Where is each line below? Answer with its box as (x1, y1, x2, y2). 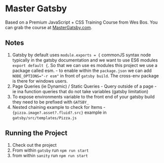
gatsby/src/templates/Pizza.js (12, 115, 77, 121)
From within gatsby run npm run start (12, 147, 89, 153)
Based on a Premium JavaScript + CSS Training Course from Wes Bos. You (5, 19, 158, 25)
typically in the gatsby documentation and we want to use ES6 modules (12, 57, 158, 63)
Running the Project (5, 129, 68, 137)
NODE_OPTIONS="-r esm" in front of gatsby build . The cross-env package (12, 72, 159, 79)
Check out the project (12, 142, 57, 148)
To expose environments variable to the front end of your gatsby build (12, 94, 155, 99)
